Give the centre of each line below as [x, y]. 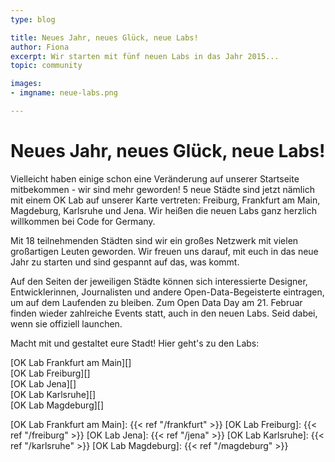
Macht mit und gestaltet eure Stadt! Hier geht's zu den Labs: [135, 343]
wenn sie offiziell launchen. [66, 323]
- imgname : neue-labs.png [64, 93]
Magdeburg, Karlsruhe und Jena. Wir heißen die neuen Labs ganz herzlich [163, 210]
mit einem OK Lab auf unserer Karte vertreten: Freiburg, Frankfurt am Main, [165, 200]
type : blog [33, 19]
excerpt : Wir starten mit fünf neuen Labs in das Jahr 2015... [145, 56]
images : [26, 84]
